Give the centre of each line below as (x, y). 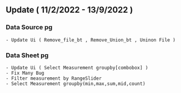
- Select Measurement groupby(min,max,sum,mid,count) (76, 84)
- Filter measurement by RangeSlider (54, 78)
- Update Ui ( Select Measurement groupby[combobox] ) (77, 67)
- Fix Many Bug (25, 73)
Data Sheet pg (27, 55)
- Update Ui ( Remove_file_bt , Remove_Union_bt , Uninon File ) (90, 40)
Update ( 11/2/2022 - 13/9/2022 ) (69, 10)
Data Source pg (29, 27)
